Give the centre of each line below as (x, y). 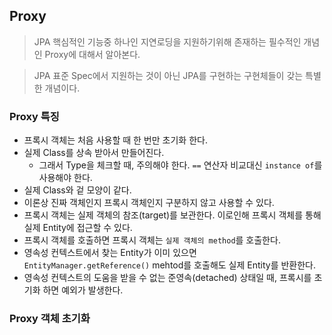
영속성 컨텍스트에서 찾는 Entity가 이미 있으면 (110, 253)
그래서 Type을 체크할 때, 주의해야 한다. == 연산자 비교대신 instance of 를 (180, 165)
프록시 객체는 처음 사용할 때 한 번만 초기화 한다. (115, 140)
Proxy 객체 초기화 (50, 319)
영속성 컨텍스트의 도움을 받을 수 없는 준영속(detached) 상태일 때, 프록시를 (167, 278)
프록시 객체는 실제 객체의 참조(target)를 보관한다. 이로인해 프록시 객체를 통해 (172, 215)
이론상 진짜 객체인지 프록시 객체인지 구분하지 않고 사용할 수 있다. (149, 203)
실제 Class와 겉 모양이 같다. (77, 190)
